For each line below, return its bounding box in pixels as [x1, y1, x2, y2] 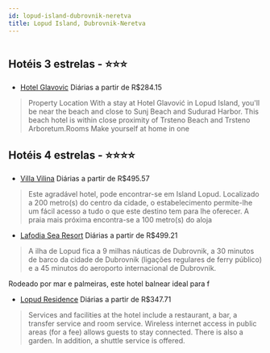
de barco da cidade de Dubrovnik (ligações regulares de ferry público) [27, 255, 263, 264]
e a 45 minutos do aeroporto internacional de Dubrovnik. [27, 264, 217, 273]
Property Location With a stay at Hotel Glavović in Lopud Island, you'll [27, 98, 260, 108]
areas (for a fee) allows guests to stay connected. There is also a [27, 327, 243, 337]
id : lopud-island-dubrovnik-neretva [8, 11, 131, 20]
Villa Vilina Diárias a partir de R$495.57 [19, 174, 151, 184]
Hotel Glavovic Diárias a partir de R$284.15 [19, 82, 163, 93]
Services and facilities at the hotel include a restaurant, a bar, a [27, 310, 238, 320]
